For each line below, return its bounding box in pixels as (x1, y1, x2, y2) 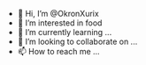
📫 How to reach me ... (17, 47, 100, 56)
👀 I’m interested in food (17, 18, 103, 28)
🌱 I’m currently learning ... (17, 27, 112, 37)
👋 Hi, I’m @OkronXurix (17, 9, 99, 18)
